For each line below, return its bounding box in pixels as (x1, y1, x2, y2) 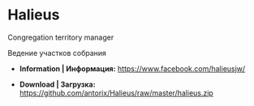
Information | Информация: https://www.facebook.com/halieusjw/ (19, 63, 246, 74)
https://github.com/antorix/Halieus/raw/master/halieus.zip (19, 87, 214, 98)
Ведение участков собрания (7, 48, 107, 57)
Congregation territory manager (7, 32, 114, 42)
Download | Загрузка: (19, 79, 96, 89)
